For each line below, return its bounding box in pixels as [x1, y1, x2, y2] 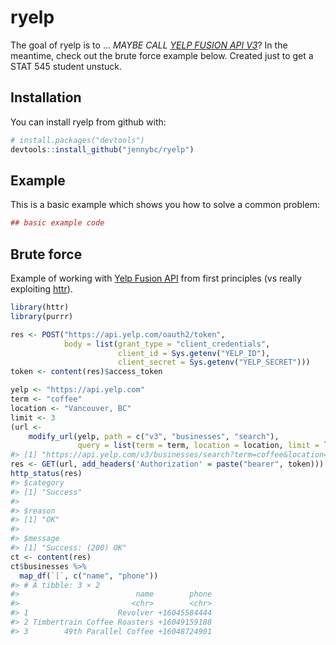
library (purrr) [10, 311, 74, 321]
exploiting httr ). [10, 283, 73, 295]
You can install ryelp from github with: [10, 116, 167, 128]
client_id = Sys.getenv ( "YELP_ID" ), [117, 348, 271, 358]
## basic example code [10, 218, 105, 228]
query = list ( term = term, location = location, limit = [77, 441, 320, 451]
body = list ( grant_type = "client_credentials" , [63, 339, 271, 349]
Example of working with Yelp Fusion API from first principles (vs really [10, 272, 302, 284]
